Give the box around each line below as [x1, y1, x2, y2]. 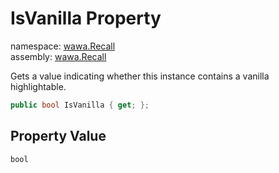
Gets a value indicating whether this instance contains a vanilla [10, 70, 270, 82]
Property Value [10, 128, 107, 145]
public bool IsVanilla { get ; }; [10, 100, 150, 110]
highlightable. [10, 80, 67, 92]
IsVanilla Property [10, 7, 162, 30]
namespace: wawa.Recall [10, 40, 116, 52]
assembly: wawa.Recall [10, 50, 107, 62]
